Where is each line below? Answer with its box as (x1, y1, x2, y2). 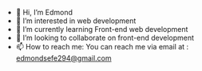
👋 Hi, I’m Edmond (15, 8, 73, 17)
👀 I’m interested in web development (15, 16, 137, 26)
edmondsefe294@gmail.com (15, 53, 112, 63)
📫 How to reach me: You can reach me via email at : (15, 42, 189, 51)
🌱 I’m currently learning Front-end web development (15, 25, 188, 34)
